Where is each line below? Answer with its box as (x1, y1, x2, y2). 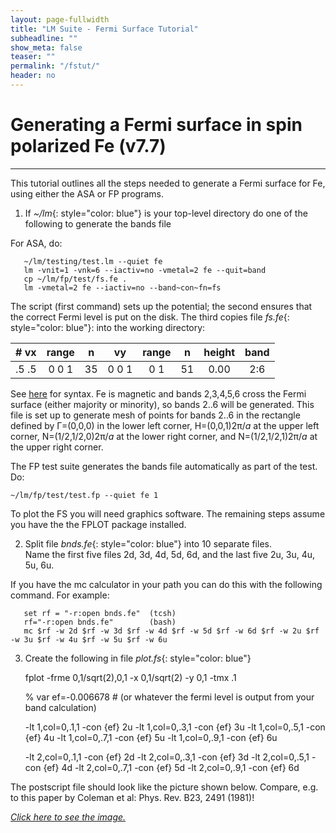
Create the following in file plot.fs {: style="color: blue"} (24, 652, 252, 664)
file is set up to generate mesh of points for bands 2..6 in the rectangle (10, 409, 301, 421)
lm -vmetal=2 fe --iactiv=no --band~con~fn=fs (23, 282, 222, 293)
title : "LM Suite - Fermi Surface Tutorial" (10, 24, 199, 34)
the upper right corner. (10, 441, 104, 453)
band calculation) (24, 701, 97, 713)
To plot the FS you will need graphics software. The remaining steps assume (10, 507, 326, 520)
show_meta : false (10, 42, 83, 53)
